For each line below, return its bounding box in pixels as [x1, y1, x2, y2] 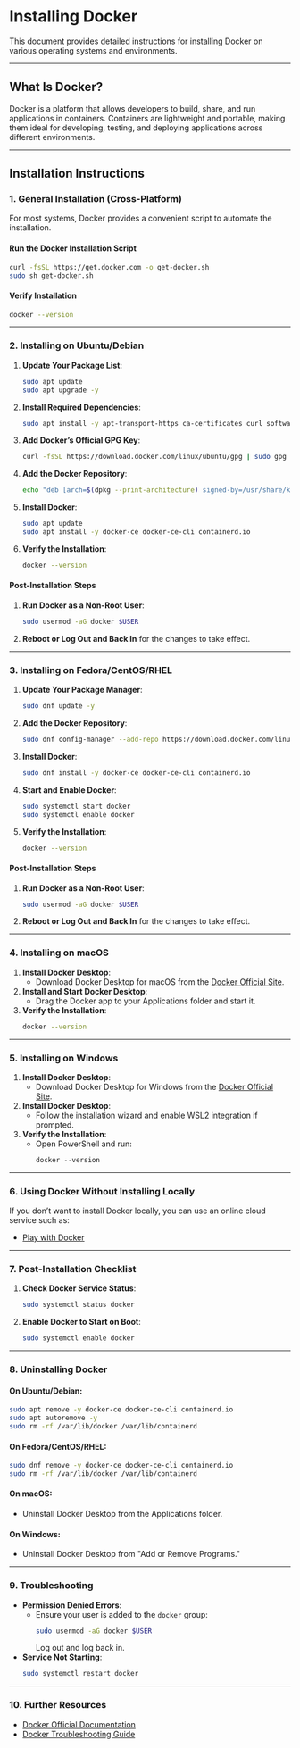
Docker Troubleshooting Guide [21, 1728, 136, 1739]
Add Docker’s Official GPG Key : [21, 435, 141, 445]
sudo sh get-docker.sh [9, 271, 94, 280]
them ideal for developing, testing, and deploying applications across [9, 122, 263, 133]
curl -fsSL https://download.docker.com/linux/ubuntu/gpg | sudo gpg [21, 453, 287, 462]
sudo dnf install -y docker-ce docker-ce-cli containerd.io [21, 768, 251, 778]
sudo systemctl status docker [21, 1301, 136, 1310]
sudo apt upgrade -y [21, 386, 99, 395]
